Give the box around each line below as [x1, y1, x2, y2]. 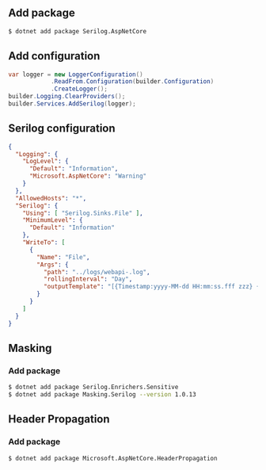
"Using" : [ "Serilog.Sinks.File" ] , [22, 209, 144, 217]
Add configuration [8, 49, 101, 63]
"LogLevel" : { [22, 158, 69, 166]
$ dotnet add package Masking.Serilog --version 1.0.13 [8, 391, 196, 399]
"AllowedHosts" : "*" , [15, 194, 87, 202]
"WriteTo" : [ [22, 239, 66, 246]
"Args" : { [36, 261, 69, 269]
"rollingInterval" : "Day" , [43, 275, 133, 284]
